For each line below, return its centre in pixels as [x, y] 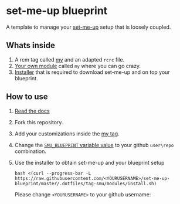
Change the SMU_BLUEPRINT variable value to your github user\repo [94, 145]
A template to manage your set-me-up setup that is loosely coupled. [89, 27]
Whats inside [31, 45]
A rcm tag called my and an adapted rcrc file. [69, 59]
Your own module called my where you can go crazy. [78, 66]
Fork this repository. [39, 122]
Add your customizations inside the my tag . [67, 134]
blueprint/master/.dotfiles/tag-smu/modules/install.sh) [86, 183]
